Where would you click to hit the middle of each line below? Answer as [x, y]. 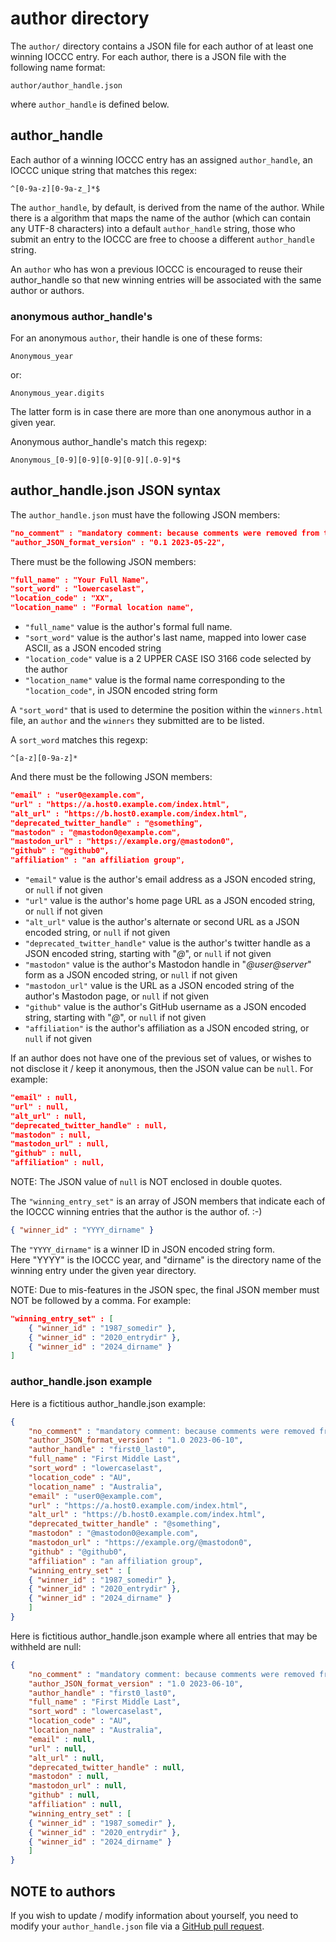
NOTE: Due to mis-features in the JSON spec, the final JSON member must [165, 1289]
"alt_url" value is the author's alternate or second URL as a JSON [162, 922]
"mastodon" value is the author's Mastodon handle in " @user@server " [168, 964]
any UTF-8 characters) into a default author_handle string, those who [153, 228]
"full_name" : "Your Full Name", [80, 580]
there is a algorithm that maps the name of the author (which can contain [161, 218]
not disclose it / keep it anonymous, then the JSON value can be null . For [162, 1069]
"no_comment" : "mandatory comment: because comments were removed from [165, 533]
